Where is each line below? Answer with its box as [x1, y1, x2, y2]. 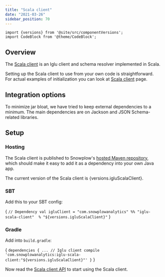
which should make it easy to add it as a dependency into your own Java [5, 160, 154, 166]
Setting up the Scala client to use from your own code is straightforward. [5, 71, 154, 77]
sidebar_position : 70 [5, 16, 50, 21]
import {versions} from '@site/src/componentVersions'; [5, 30, 123, 35]
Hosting [5, 144, 25, 151]
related [5, 114, 20, 120]
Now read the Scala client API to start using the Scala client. [5, 267, 128, 273]
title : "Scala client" [5, 7, 52, 12]
